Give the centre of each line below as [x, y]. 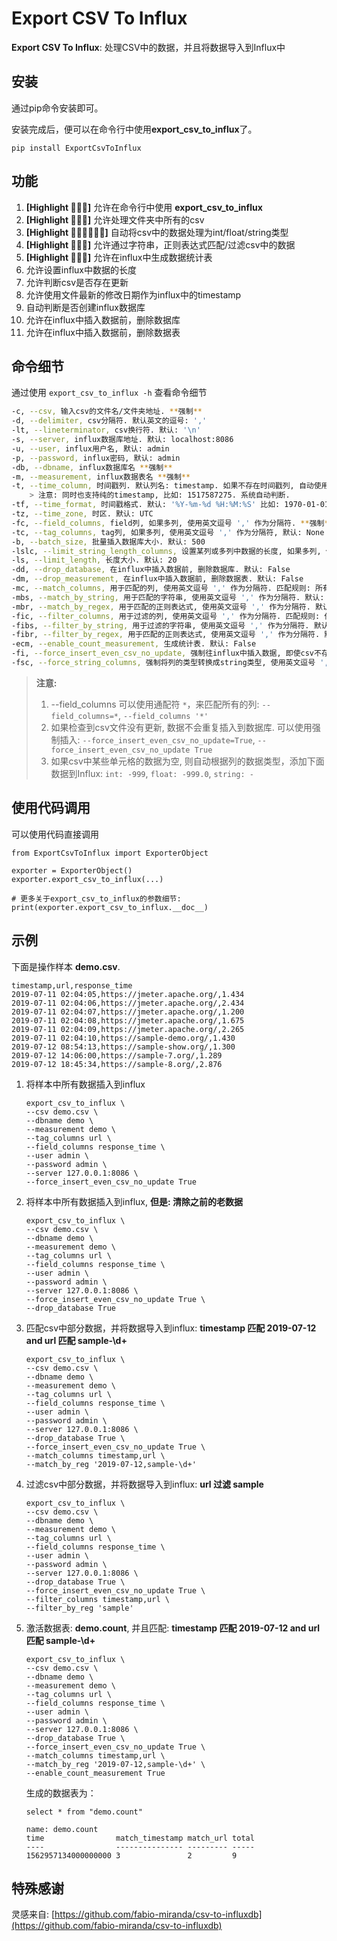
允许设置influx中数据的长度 [81, 269]
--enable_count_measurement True [95, 1773]
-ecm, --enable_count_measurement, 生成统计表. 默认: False [134, 644]
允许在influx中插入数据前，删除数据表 [103, 332]
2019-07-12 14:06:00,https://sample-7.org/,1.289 [117, 1055]
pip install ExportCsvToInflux [76, 148]
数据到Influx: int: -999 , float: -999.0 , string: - [152, 773]
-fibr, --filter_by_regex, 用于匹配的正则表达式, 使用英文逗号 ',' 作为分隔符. [166, 635]
